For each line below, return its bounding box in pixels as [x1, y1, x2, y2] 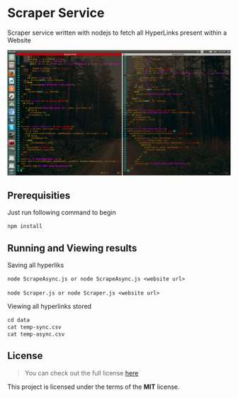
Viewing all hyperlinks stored [7, 302, 92, 311]
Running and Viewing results [7, 242, 137, 254]
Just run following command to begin [7, 208, 116, 217]
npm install [7, 223, 42, 230]
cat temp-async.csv [7, 331, 65, 338]
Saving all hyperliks [7, 261, 64, 270]
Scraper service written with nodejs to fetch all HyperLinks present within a [7, 28, 227, 37]
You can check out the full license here [24, 368, 139, 377]
